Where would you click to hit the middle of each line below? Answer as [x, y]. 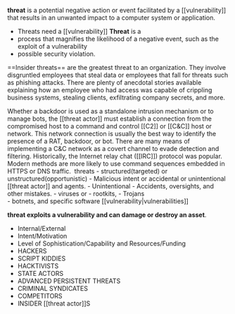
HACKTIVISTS [38, 266]
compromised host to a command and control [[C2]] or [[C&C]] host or [110, 126]
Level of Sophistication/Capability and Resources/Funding [102, 243]
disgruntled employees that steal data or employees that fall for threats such [118, 75]
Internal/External [42, 228]
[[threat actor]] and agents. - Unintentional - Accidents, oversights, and [111, 186]
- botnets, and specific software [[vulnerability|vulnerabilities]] [98, 201]
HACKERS [32, 251]
